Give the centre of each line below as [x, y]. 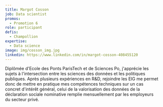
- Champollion [24, 37]
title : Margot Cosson [27, 9]
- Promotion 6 [24, 23]
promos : [13, 18]
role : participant [24, 28]
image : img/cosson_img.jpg [32, 50]
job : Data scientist [26, 14]
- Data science [25, 46]
